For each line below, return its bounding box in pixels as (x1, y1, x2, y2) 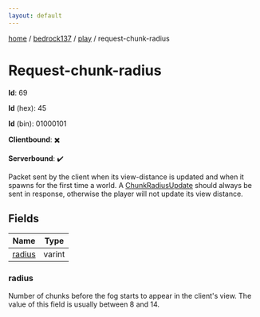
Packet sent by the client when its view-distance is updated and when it (8, 172, 245, 182)
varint (43, 249, 65, 260)
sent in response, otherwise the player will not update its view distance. (8, 189, 243, 198)
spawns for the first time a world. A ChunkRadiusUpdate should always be (8, 180, 253, 190)
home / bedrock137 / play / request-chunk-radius (8, 33, 170, 43)
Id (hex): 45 (8, 103, 47, 112)
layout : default (8, 11, 62, 20)
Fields (8, 212, 40, 225)
